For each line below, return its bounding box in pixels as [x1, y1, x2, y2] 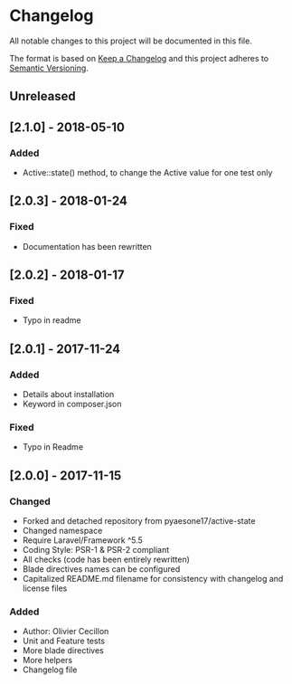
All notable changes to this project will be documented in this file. [9, 35, 253, 46]
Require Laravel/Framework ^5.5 [22, 535, 143, 546]
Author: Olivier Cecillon [22, 626, 109, 637]
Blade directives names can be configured [22, 564, 181, 575]
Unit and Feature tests [22, 635, 106, 647]
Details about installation [22, 389, 115, 400]
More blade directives [22, 645, 104, 656]
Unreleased [9, 89, 77, 104]
